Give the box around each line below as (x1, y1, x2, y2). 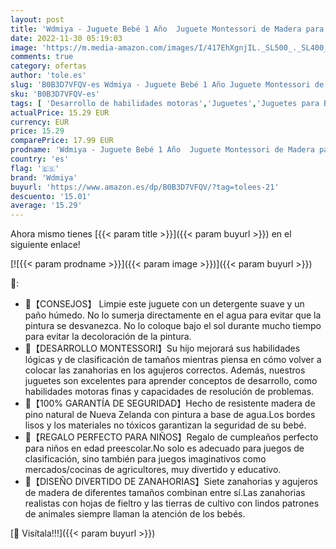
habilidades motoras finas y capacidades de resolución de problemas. (24, 386, 315, 398)
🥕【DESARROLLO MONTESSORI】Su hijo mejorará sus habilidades (24, 342, 301, 355)
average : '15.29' (10, 201, 83, 211)
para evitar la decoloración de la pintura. (24, 331, 192, 343)
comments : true (10, 52, 74, 62)
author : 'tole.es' (10, 71, 87, 81)
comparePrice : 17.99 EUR (10, 136, 114, 146)
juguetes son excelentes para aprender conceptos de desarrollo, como (24, 375, 318, 387)
